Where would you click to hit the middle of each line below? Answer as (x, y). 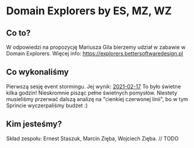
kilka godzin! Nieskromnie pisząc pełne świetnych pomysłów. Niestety (92, 93)
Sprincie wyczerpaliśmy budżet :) (47, 105)
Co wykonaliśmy (38, 72)
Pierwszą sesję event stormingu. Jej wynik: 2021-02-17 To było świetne (93, 86)
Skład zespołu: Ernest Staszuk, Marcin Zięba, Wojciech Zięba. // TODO (93, 138)
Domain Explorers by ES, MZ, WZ (89, 11)
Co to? (18, 33)
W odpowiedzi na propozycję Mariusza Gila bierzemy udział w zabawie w (96, 47)
